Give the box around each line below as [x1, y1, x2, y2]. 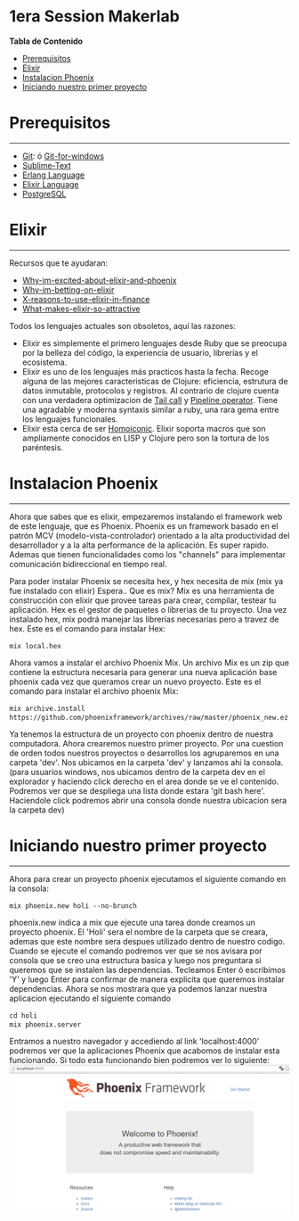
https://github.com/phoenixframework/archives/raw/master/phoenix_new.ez [9, 713, 289, 722]
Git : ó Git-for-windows [21, 150, 105, 161]
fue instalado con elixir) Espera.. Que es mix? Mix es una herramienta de [9, 585, 275, 596]
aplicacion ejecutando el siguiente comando [9, 993, 172, 1003]
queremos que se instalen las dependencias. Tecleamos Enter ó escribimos [9, 964, 287, 975]
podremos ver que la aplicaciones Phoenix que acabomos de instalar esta [9, 1045, 280, 1056]
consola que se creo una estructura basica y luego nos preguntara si [9, 954, 262, 965]
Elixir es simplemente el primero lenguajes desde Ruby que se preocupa [21, 337, 287, 349]
